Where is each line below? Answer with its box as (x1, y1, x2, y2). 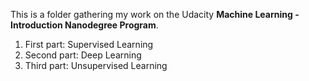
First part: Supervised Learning (24, 39, 154, 50)
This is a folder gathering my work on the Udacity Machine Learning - (10, 9, 300, 20)
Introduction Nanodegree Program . (10, 19, 159, 31)
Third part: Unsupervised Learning (24, 60, 168, 71)
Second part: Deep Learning (24, 49, 142, 61)
